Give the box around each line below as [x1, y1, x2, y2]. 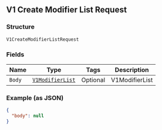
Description [115, 65, 149, 74]
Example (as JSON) [6, 93, 64, 102]
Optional [81, 75, 106, 84]
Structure [6, 23, 35, 31]
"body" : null [11, 113, 44, 119]
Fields [6, 50, 25, 59]
